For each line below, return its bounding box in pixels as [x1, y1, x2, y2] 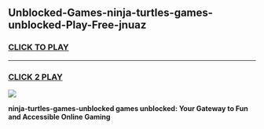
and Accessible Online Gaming [8, 112, 111, 121]
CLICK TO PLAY [8, 42, 69, 53]
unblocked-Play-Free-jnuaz [8, 19, 147, 32]
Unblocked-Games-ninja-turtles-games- [8, 6, 214, 20]
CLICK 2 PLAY [8, 71, 63, 82]
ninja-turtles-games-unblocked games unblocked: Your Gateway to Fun [8, 103, 249, 113]
